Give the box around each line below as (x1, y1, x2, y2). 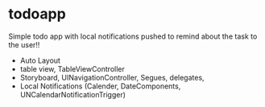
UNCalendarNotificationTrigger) (19, 89, 126, 99)
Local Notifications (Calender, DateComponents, (19, 81, 181, 91)
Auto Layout (19, 56, 60, 65)
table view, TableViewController (19, 64, 125, 73)
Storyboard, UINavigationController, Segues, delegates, (19, 72, 205, 82)
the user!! (8, 39, 40, 49)
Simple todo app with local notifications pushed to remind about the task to (8, 31, 258, 41)
